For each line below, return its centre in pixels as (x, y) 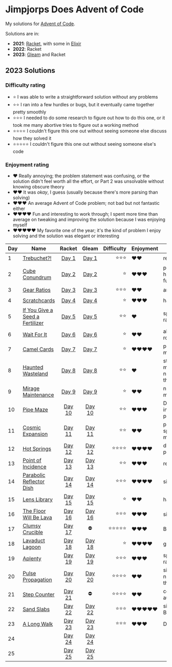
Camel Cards (38, 349)
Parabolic (34, 475)
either (19, 208)
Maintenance (38, 395)
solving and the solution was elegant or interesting (66, 236)
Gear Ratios (37, 290)
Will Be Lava (37, 517)
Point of (32, 460)
